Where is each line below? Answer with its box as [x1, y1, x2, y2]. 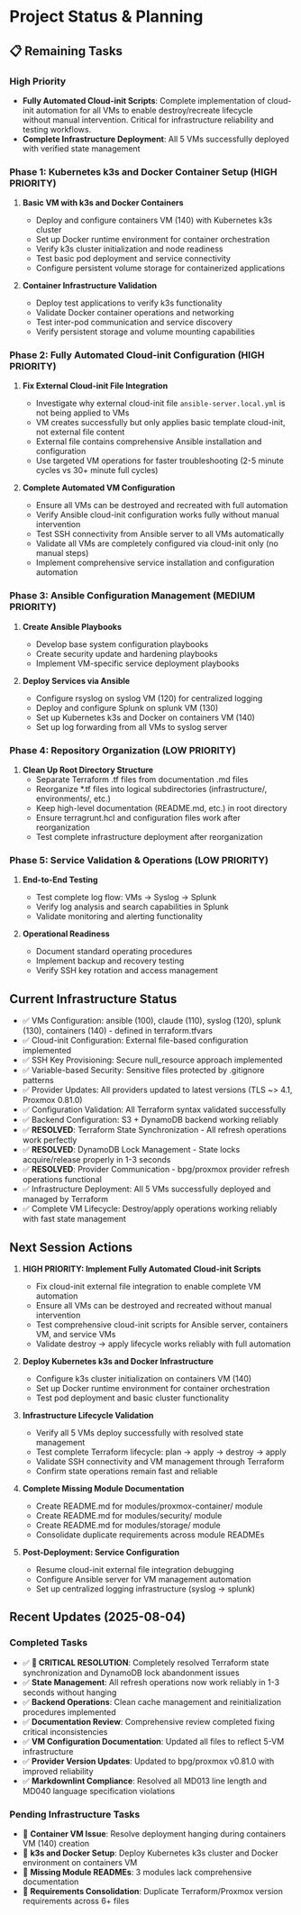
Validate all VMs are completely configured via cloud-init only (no [35, 538, 279, 549]
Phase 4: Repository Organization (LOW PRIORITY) [9, 743, 236, 756]
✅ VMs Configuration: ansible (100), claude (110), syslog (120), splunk [22, 1016, 282, 1026]
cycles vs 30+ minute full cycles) [35, 465, 159, 476]
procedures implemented [22, 1706, 116, 1718]
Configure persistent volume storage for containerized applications [35, 263, 286, 274]
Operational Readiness [22, 928, 110, 939]
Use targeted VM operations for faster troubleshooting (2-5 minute [35, 455, 284, 466]
